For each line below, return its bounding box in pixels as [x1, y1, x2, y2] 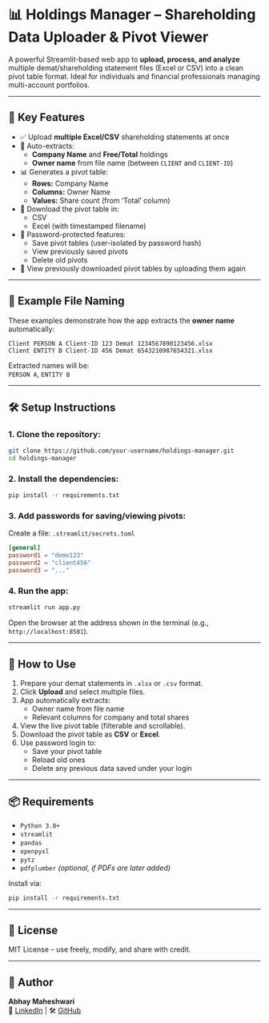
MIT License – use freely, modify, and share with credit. [8, 945, 191, 954]
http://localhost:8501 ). [8, 627, 89, 636]
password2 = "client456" [8, 559, 91, 568]
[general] [8, 544, 42, 552]
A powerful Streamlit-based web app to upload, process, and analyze [8, 54, 240, 64]
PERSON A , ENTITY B [8, 369, 70, 379]
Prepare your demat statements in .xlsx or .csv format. [19, 678, 203, 688]
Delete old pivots [31, 255, 88, 264]
